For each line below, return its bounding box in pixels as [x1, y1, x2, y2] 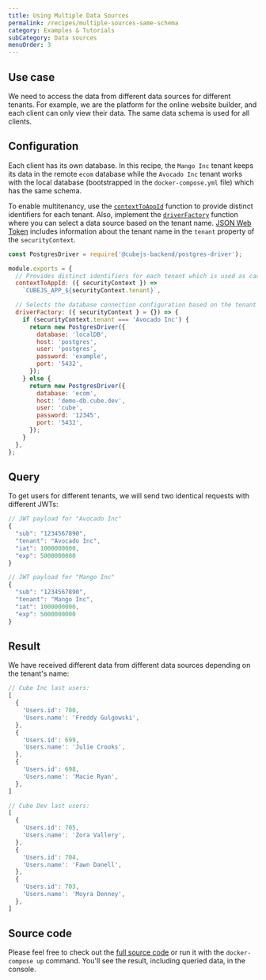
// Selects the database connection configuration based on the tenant [15, 301, 257, 309]
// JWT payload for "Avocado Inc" [8, 515, 123, 523]
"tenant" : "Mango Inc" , [15, 596, 93, 604]
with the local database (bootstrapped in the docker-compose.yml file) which [8, 177, 255, 187]
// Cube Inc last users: [8, 684, 90, 692]
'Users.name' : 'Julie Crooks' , [22, 743, 126, 751]
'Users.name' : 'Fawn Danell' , [22, 860, 123, 868]
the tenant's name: [8, 669, 70, 678]
